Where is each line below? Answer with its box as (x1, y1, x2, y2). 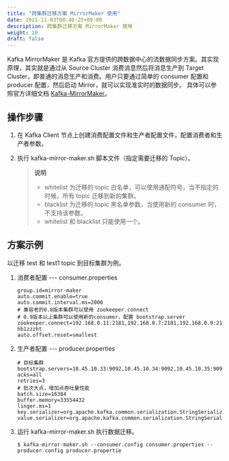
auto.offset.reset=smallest (16, 332, 97, 338)
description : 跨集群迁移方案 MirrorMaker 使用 (7, 23, 133, 29)
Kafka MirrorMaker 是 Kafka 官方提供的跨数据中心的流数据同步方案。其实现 (7, 55, 219, 64)
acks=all (16, 371, 42, 378)
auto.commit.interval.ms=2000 (16, 299, 104, 306)
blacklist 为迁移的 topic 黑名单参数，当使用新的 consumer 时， (44, 200, 221, 208)
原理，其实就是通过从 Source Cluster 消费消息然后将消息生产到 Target (7, 64, 204, 72)
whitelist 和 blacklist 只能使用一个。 (44, 217, 144, 225)
